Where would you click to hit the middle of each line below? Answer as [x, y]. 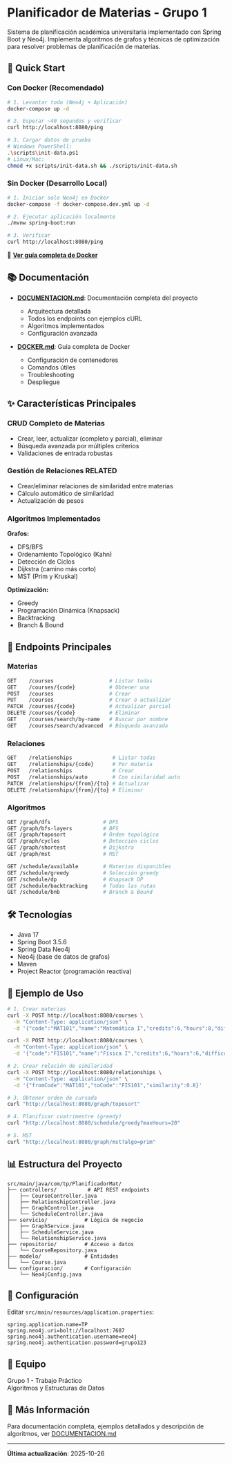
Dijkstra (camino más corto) [57, 569]
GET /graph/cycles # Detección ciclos [83, 841]
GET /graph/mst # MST [63, 854]
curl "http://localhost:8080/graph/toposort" [74, 1104]
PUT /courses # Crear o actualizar [89, 700]
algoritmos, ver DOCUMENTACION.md [62, 1434]
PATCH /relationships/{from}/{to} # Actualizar [78, 783]
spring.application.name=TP [48, 1325]
